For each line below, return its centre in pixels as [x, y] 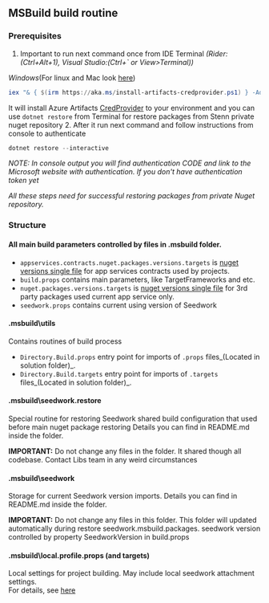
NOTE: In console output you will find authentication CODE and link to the [130, 163]
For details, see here [42, 590]
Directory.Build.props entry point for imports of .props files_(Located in [140, 357]
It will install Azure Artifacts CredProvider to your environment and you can [131, 108]
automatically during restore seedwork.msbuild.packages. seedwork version [134, 528]
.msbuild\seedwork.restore [55, 401]
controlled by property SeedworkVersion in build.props [99, 537]
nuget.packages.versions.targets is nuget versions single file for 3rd [134, 287]
